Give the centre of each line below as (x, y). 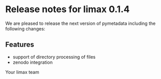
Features (20, 45)
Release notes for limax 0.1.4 (67, 9)
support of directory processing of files (54, 57)
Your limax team (22, 72)
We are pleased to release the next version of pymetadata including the (80, 23)
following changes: (25, 28)
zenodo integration (32, 62)
